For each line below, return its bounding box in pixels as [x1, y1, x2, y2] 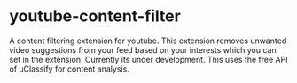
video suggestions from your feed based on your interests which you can [9, 44, 277, 55]
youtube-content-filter [9, 6, 182, 26]
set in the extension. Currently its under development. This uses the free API [9, 54, 288, 64]
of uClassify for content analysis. [9, 64, 130, 74]
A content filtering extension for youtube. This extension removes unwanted [9, 35, 287, 46]
